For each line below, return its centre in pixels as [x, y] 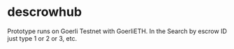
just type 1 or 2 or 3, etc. [42, 38]
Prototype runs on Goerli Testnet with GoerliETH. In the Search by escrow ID [117, 31]
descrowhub [45, 12]
